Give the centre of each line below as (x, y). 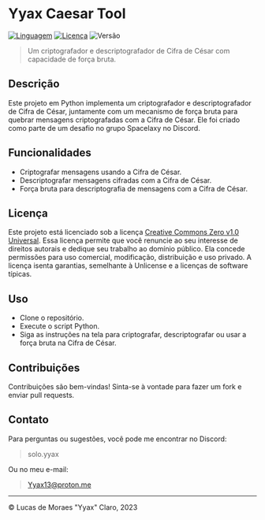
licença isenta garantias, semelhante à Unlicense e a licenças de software (128, 266)
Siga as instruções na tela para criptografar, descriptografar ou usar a (133, 335)
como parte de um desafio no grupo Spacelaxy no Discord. (105, 128)
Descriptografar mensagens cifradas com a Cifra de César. (116, 180)
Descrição (34, 84)
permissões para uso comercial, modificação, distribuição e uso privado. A (130, 258)
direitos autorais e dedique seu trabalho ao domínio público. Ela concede (127, 249)
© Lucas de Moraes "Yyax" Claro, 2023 (73, 507)
